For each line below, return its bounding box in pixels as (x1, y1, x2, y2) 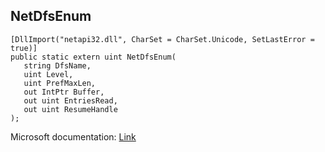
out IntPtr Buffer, (23, 87, 105, 97)
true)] (10, 43, 38, 53)
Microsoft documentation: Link (10, 130, 137, 143)
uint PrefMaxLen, (23, 78, 97, 88)
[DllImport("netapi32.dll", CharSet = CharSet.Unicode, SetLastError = (10, 34, 315, 44)
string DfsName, (23, 60, 92, 71)
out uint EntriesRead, (23, 95, 118, 106)
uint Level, (23, 69, 74, 79)
